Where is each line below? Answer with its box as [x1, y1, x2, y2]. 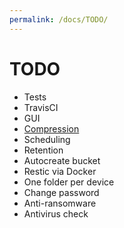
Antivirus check [23, 207, 89, 220]
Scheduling [23, 133, 71, 145]
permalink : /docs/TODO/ [9, 14, 109, 25]
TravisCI [23, 101, 59, 113]
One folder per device [23, 176, 115, 188]
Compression [23, 122, 80, 135]
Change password [23, 186, 100, 198]
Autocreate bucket [23, 154, 101, 166]
